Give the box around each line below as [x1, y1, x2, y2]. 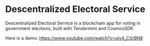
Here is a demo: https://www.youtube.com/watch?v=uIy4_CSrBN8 [5, 35, 143, 41]
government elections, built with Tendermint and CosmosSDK [5, 25, 134, 31]
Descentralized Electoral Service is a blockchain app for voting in [5, 20, 140, 26]
